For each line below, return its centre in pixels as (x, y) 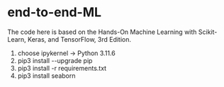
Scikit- (208, 32)
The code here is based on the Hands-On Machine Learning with (102, 32)
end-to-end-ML (54, 12)
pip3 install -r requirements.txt (62, 68)
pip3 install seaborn (46, 76)
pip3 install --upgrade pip (55, 60)
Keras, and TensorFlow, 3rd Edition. (79, 39)
